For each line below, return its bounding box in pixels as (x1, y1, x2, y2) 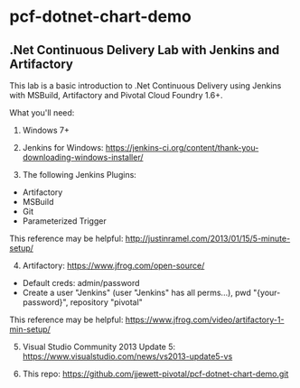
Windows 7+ (22, 125, 70, 135)
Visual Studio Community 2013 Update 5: (22, 341, 176, 352)
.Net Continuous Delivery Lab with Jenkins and (9, 42, 280, 58)
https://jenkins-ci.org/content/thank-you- (105, 143, 259, 152)
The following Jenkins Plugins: (22, 170, 137, 180)
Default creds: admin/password (22, 278, 140, 288)
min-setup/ (9, 324, 52, 335)
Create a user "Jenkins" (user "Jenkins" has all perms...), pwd (22, 287, 251, 298)
